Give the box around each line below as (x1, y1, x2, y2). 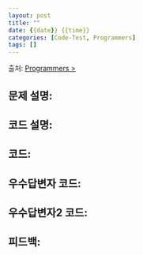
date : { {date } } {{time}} (8, 26, 90, 34)
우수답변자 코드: (8, 177, 81, 190)
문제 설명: (8, 88, 53, 103)
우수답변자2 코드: (8, 206, 88, 219)
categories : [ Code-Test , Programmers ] (8, 33, 136, 42)
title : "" (8, 19, 41, 27)
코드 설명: (8, 118, 53, 131)
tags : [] (8, 41, 37, 49)
